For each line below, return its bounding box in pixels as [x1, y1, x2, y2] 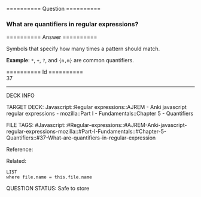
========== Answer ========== [6, 34, 98, 41]
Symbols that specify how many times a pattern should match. [6, 45, 160, 53]
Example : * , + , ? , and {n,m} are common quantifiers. [6, 57, 135, 64]
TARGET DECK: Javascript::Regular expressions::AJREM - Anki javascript [6, 104, 187, 111]
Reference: [6, 146, 33, 153]
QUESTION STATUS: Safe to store [6, 185, 90, 192]
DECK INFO [6, 92, 35, 99]
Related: [6, 157, 27, 165]
